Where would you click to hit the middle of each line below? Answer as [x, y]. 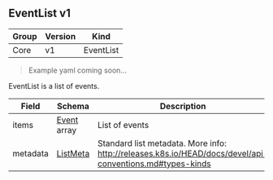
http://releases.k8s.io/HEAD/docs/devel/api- [183, 153]
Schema [73, 106]
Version [61, 36]
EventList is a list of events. [54, 86]
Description [183, 106]
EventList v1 [39, 13]
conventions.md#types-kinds [154, 164]
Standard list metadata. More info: [162, 143]
